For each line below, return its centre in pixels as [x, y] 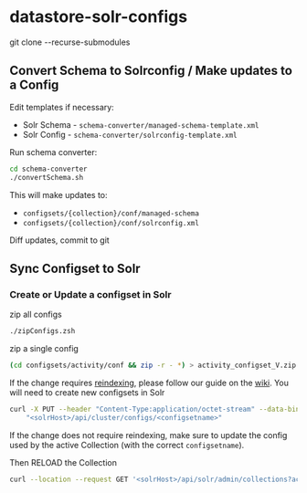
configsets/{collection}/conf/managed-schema [111, 213]
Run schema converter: [53, 152]
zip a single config [44, 349]
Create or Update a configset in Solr [90, 294]
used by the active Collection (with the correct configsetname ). [127, 445]
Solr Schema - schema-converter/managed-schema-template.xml [141, 124]
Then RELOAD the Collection [63, 462]
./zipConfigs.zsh [42, 331]
